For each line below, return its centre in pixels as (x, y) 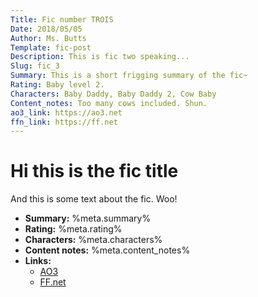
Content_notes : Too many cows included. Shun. (109, 103)
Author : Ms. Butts (48, 38)
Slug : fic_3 (35, 66)
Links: (38, 261)
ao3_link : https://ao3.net (66, 112)
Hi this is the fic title (94, 171)
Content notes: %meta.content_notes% (107, 250)
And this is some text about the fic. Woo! (94, 199)
